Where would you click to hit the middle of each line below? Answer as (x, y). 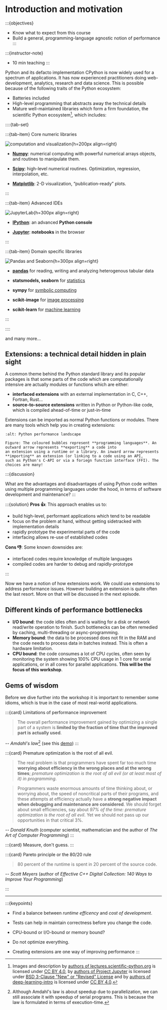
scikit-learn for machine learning (46, 309)
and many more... (23, 338)
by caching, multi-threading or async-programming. (66, 633)
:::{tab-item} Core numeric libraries (41, 134)
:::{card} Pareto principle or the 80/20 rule (48, 854)
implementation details (36, 527)
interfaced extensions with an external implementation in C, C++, (80, 394)
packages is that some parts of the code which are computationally (74, 379)
